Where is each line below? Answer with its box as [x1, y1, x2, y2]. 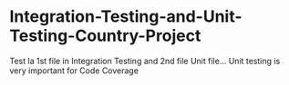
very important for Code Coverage [9, 65, 139, 76]
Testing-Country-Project [9, 25, 201, 46]
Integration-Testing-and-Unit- [9, 6, 243, 27]
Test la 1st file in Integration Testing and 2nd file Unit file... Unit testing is [9, 55, 281, 66]
